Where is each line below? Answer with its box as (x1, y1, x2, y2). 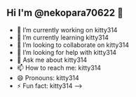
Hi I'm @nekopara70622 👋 (6, 7, 123, 19)
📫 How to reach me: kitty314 (16, 63, 102, 72)
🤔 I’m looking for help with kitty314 (16, 48, 117, 56)
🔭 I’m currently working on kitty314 (16, 25, 118, 34)
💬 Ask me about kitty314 (16, 56, 88, 64)
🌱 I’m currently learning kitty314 (16, 33, 109, 41)
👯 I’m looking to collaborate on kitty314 (16, 40, 130, 49)
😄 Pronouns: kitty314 (16, 73, 80, 82)
